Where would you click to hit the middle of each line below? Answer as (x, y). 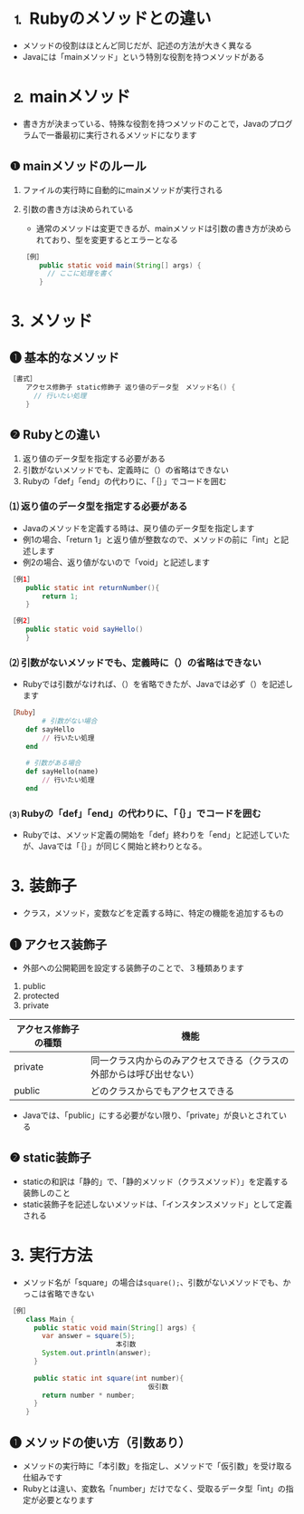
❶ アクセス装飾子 (58, 944)
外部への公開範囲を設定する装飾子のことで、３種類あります (133, 968)
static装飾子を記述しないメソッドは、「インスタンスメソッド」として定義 (157, 1204)
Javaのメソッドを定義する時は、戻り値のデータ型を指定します (138, 528)
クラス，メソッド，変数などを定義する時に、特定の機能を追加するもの (153, 913)
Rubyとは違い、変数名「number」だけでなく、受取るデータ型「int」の (154, 1489)
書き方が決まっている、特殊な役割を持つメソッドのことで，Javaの (146, 123)
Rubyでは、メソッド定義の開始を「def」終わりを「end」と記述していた (156, 835)
